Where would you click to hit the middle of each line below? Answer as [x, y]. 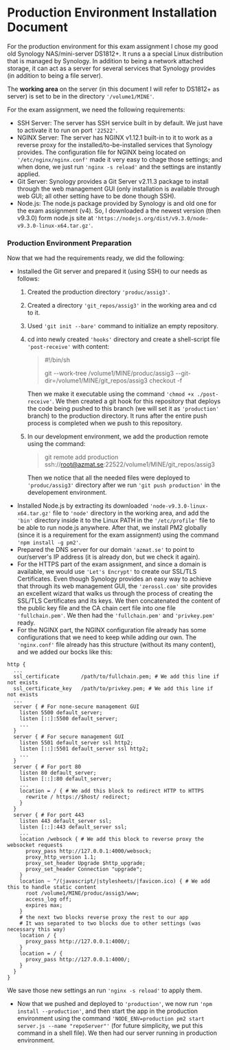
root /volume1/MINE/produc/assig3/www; [82, 893]
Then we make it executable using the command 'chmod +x [111, 394]
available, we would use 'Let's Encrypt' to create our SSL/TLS [107, 572]
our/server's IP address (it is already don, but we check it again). [108, 557]
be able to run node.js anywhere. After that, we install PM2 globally [112, 528]
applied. [28, 174]
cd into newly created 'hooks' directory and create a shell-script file [124, 339]
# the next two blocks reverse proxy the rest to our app [104, 918]
